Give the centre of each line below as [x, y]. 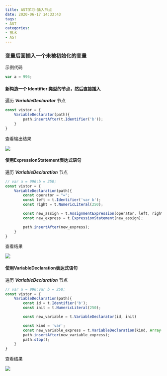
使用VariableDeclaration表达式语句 [42, 268]
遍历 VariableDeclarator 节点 [36, 101]
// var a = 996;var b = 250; [35, 289]
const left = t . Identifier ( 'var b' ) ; [62, 200]
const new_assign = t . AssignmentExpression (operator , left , [86, 214]
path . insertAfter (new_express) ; [57, 227]
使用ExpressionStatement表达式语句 [43, 160]
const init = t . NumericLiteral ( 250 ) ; [62, 308]
